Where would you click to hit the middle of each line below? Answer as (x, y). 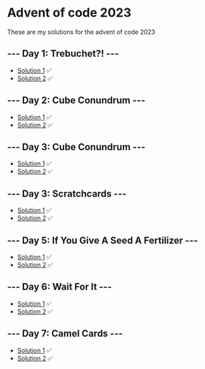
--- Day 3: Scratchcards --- (67, 193)
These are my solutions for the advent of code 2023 (81, 32)
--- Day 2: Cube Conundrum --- (76, 101)
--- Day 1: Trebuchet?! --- (63, 54)
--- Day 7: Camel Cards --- (65, 334)
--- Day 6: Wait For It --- (60, 287)
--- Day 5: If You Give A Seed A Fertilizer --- (102, 240)
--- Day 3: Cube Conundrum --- (77, 147)
